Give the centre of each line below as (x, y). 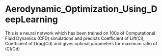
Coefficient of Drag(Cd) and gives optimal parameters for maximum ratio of (81, 43)
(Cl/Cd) (13, 49)
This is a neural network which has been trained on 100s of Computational (80, 33)
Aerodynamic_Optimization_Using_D (81, 9)
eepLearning (31, 19)
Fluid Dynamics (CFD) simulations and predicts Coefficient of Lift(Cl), (75, 38)
